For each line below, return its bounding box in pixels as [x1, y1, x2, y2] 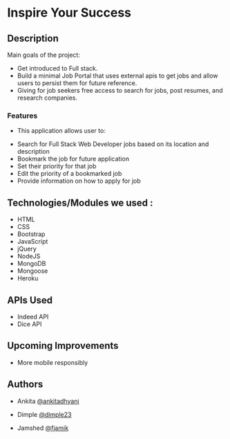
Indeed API [17, 312, 49, 321]
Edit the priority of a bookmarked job [17, 170, 122, 178]
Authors [7, 379, 44, 391]
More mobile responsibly [17, 358, 88, 366]
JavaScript [17, 238, 48, 246]
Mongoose [17, 267, 48, 275]
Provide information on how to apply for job [17, 177, 142, 185]
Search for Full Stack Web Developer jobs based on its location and [17, 140, 209, 148]
